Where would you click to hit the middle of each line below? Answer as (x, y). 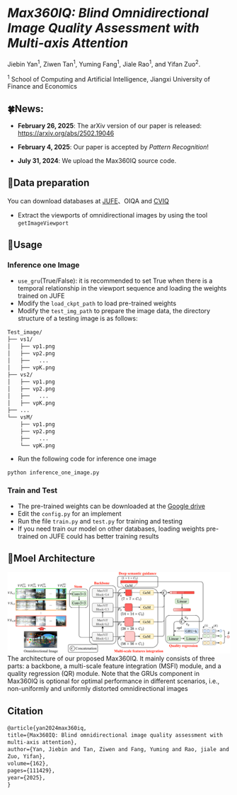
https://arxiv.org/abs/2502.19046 (66, 133)
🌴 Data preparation (48, 183)
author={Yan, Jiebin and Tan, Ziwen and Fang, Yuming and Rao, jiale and (118, 749)
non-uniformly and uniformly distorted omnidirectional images (98, 689)
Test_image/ (25, 332)
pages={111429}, (31, 770)
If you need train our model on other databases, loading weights (111, 529)
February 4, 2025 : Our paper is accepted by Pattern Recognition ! (113, 147)
